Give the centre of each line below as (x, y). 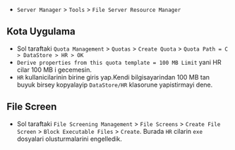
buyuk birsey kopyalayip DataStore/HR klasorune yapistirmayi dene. (115, 85)
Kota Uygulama (41, 31)
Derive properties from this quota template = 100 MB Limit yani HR (119, 62)
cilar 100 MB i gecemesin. (54, 70)
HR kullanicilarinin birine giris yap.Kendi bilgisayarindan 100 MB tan (113, 77)
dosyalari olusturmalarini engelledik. (70, 139)
